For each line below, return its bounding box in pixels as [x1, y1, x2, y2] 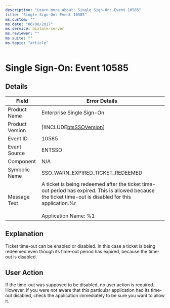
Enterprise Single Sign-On [41, 109, 105, 116]
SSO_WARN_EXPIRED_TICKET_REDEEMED [41, 169, 143, 176]
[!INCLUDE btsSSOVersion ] [41, 124, 105, 131]
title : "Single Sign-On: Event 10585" [5, 12, 87, 17]
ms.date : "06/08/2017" [5, 21, 53, 27]
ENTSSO [41, 146, 62, 153]
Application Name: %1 [41, 212, 95, 219]
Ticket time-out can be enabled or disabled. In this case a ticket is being [5, 243, 156, 249]
